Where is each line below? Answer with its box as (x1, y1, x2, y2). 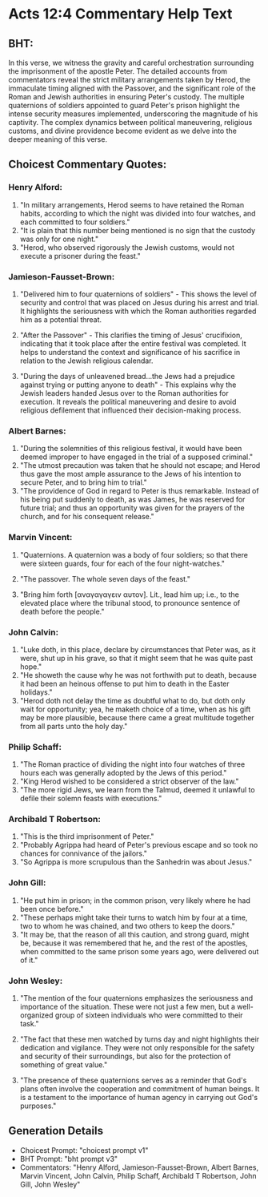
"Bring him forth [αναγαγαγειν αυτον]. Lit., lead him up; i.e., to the (19, 590, 240, 599)
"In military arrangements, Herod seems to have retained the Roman (19, 199, 245, 209)
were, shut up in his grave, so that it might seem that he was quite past (19, 653, 254, 663)
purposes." (19, 1101, 57, 1110)
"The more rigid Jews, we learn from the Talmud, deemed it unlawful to (19, 785, 255, 795)
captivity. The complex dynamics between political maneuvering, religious (8, 118, 253, 127)
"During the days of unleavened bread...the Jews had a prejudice (19, 371, 235, 381)
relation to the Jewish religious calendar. (19, 356, 154, 365)
